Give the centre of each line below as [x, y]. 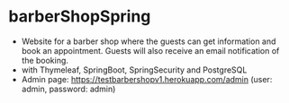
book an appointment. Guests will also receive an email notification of [150, 50]
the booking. [45, 60]
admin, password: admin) [68, 89]
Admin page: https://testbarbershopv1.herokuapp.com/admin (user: [147, 79]
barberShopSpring [80, 17]
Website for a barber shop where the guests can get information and [149, 41]
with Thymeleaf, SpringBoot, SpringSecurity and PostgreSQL [134, 70]
